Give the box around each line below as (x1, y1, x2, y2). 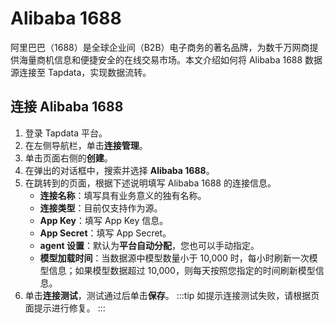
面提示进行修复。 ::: (24, 302, 106, 314)
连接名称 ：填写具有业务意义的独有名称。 (39, 189, 207, 201)
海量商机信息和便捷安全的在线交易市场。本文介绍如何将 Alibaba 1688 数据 (18, 53, 323, 66)
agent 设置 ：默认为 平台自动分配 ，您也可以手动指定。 (39, 239, 260, 251)
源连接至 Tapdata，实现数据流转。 (10, 66, 152, 78)
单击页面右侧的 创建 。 (24, 152, 113, 164)
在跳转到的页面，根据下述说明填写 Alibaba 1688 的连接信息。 (24, 177, 277, 189)
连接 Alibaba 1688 (10, 98, 124, 116)
